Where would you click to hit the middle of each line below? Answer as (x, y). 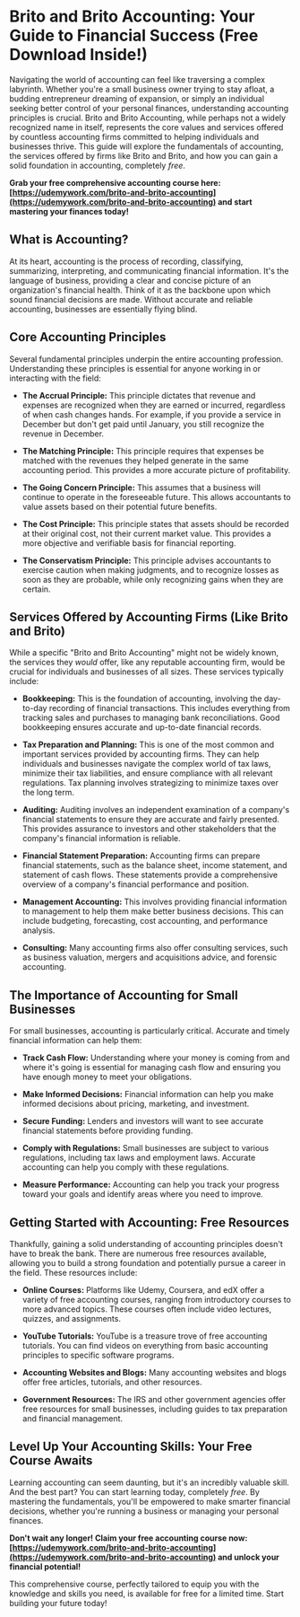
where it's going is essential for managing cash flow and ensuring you (151, 1068)
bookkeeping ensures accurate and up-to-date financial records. (142, 727)
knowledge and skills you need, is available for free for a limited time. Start (147, 1593)
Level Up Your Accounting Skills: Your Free (131, 1447)
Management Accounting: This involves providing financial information (154, 902)
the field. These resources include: (73, 1273)
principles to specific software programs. (98, 1355)
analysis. (39, 930)
